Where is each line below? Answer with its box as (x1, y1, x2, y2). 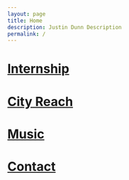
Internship (7, 61, 69, 77)
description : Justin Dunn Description (7, 23, 122, 31)
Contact (7, 159, 56, 174)
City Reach (7, 93, 73, 110)
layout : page (7, 10, 46, 18)
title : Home (7, 17, 43, 24)
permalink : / (7, 30, 46, 38)
